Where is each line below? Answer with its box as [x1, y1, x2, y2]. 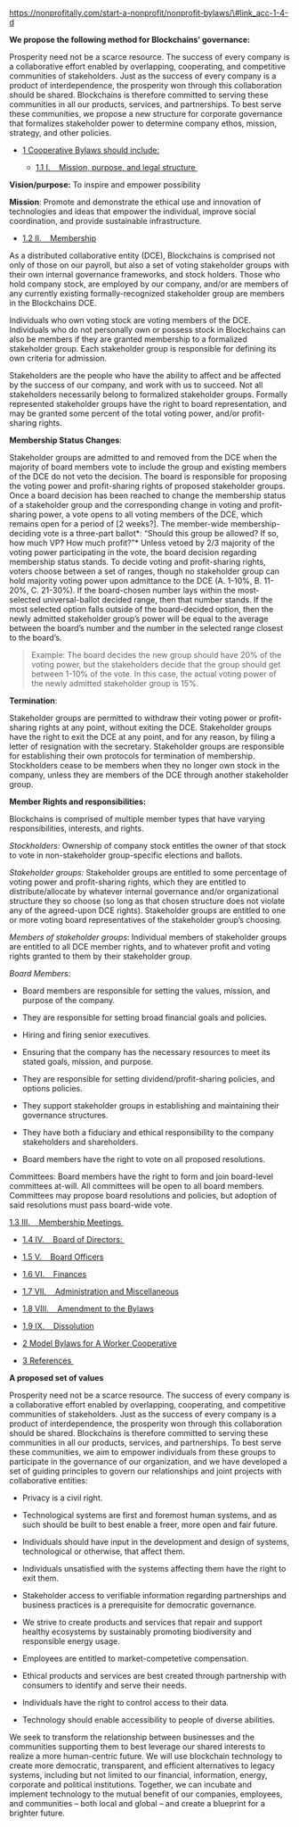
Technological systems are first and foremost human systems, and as [21, 1510, 278, 1520]
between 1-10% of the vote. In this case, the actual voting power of [30, 669, 277, 679]
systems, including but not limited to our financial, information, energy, [9, 1770, 268, 1780]
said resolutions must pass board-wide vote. [9, 1200, 173, 1210]
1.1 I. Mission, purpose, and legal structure [35, 162, 196, 172]
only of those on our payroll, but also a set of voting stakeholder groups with [9, 260, 289, 270]
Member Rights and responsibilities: [9, 796, 147, 807]
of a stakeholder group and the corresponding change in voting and [9, 500, 258, 510]
